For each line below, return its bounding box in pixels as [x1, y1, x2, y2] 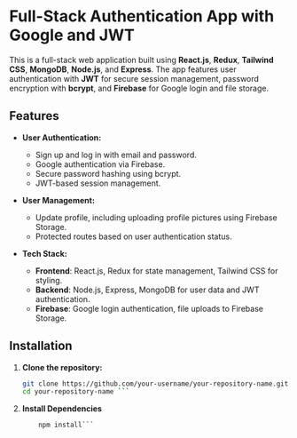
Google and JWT [9, 25, 136, 45]
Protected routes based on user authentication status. [35, 231, 232, 242]
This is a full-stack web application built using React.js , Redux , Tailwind [9, 54, 274, 65]
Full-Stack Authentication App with [9, 6, 275, 27]
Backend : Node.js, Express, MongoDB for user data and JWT [35, 284, 260, 295]
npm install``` [38, 420, 95, 430]
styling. [35, 275, 63, 285]
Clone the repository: [21, 362, 103, 372]
